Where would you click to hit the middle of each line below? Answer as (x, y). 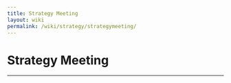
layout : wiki (26, 20)
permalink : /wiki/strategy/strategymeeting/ (72, 26)
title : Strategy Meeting (43, 13)
